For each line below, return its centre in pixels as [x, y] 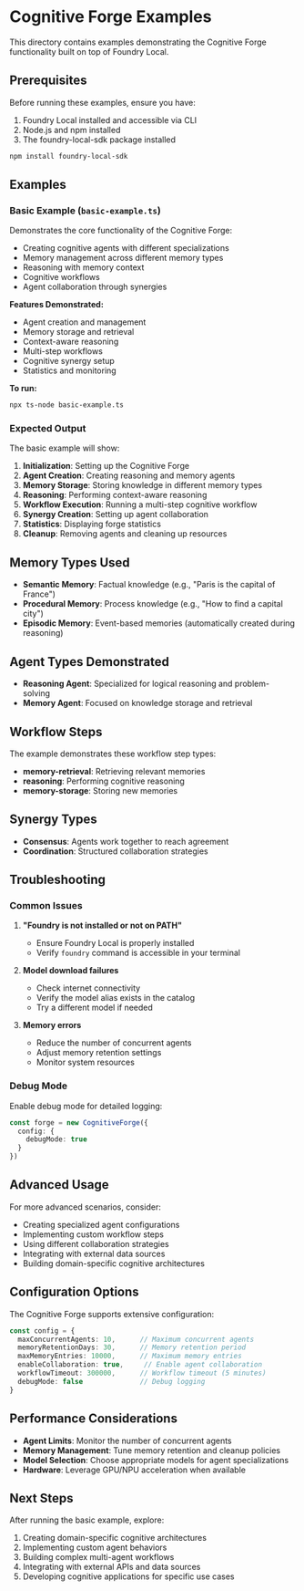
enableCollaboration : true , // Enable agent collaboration [140, 1365]
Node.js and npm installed [71, 130]
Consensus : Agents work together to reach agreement [126, 841]
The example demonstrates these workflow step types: [113, 754]
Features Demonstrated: [57, 305]
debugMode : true [57, 1139]
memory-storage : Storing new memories [100, 790]
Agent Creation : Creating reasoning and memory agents [129, 475]
